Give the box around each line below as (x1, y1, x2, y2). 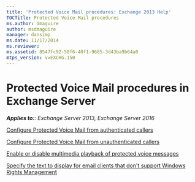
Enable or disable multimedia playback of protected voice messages (6, 150, 179, 157)
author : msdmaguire (6, 26, 56, 32)
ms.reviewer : (6, 44, 40, 50)
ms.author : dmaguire (6, 20, 59, 26)
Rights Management (6, 168, 57, 175)
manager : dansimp (6, 32, 51, 38)
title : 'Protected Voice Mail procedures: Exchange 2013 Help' (6, 9, 172, 15)
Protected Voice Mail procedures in (6, 81, 189, 95)
